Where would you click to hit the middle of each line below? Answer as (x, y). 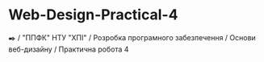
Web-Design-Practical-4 (93, 15)
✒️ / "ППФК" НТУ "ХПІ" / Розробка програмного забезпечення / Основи (132, 37)
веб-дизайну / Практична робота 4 (69, 49)
